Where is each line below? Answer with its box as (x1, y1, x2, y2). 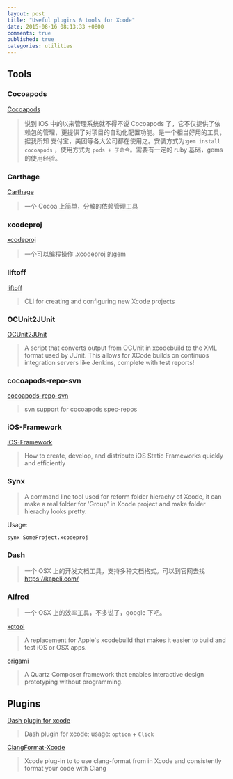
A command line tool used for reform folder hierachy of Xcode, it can (24, 492, 222, 501)
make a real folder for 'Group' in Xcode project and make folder (24, 499, 207, 508)
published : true (7, 36, 54, 43)
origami (7, 657, 29, 665)
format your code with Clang (24, 764, 106, 773)
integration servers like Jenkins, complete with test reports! (24, 358, 195, 367)
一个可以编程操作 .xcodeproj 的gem (24, 250, 127, 258)
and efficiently (24, 459, 66, 467)
